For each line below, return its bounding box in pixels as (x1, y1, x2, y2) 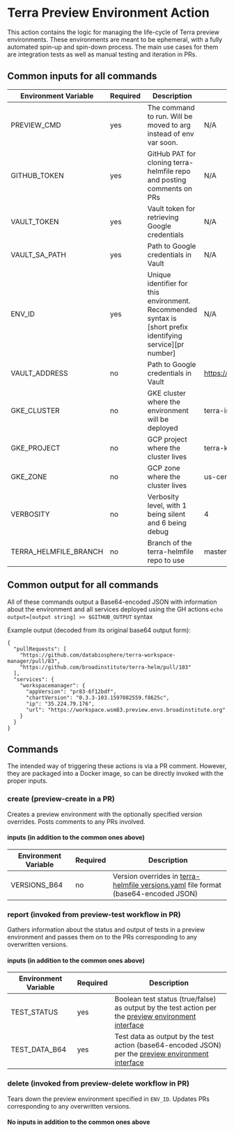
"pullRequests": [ (13, 646, 68, 653)
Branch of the (147, 538, 192, 547)
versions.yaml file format (140, 880, 221, 889)
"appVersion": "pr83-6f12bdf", (25, 688, 117, 695)
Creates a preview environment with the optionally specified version (7, 810, 203, 818)
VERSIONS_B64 (10, 880, 63, 889)
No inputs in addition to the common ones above (7, 1118, 150, 1126)
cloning (147, 157, 172, 167)
